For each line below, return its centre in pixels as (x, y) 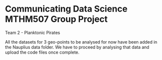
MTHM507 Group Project (57, 19)
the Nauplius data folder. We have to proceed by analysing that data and (77, 47)
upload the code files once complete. (42, 52)
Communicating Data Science (66, 9)
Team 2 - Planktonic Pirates (33, 32)
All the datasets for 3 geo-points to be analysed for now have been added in (81, 42)
